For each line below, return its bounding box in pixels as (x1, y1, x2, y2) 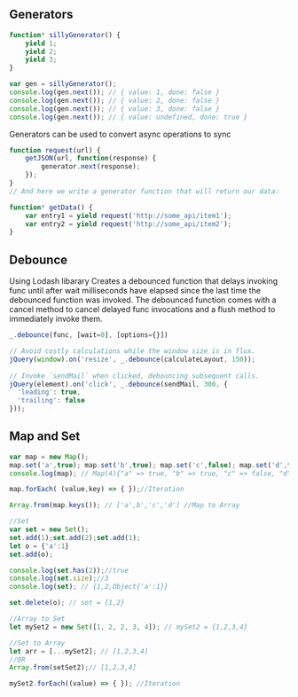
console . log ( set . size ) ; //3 (9, 574, 109, 583)
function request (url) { (9, 145, 101, 154)
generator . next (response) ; (41, 162, 141, 171)
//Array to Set (9, 615, 66, 623)
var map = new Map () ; (9, 452, 90, 461)
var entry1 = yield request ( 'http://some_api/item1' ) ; (25, 211, 232, 220)
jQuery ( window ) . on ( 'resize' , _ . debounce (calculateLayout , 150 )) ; (9, 355, 256, 364)
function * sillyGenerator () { (9, 30, 122, 39)
